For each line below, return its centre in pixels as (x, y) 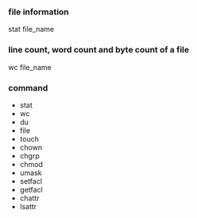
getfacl (31, 189)
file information (39, 12)
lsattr (28, 206)
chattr (29, 198)
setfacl (31, 181)
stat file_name (31, 29)
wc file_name (30, 67)
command (28, 88)
